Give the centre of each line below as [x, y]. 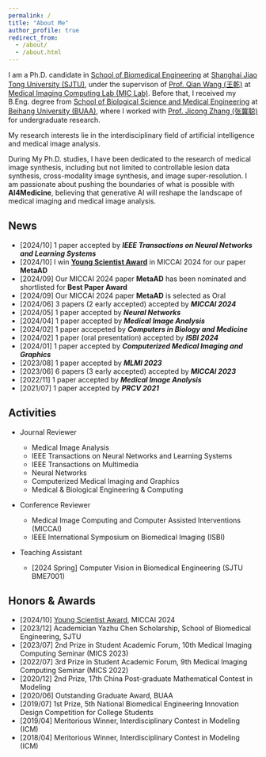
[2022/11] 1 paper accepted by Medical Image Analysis [110, 379]
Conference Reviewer [55, 504]
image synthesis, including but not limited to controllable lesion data [119, 167]
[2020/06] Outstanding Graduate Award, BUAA [96, 696]
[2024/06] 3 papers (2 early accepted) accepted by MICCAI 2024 [128, 304]
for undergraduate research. [54, 120]
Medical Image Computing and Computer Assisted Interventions [136, 520]
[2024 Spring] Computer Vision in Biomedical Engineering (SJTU [137, 568]
